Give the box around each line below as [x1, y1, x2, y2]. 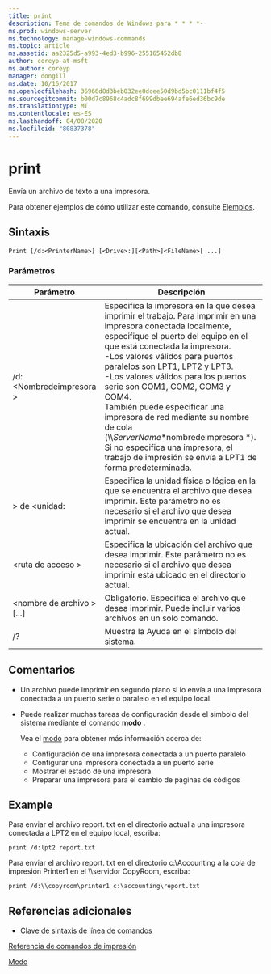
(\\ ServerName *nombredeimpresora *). [104, 431, 256, 443]
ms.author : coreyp [8, 65, 70, 73]
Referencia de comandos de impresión [8, 942, 137, 951]
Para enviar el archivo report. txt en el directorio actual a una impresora [8, 819, 246, 829]
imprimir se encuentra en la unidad [104, 515, 236, 527]
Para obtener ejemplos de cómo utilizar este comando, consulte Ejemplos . [8, 201, 256, 211]
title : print [8, 11, 52, 20]
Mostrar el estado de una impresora [31, 766, 152, 776]
